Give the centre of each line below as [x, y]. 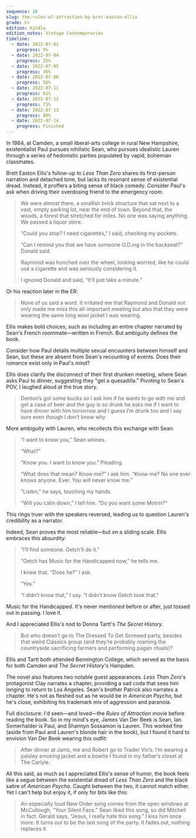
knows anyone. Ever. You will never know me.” [77, 480]
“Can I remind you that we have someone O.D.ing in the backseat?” [102, 245]
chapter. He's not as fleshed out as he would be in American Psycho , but [94, 696]
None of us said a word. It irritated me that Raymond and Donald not [103, 303]
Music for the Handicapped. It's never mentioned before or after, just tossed [98, 606]
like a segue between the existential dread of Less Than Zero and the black [97, 780]
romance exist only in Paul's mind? [48, 363]
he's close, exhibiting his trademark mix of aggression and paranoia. [89, 702]
